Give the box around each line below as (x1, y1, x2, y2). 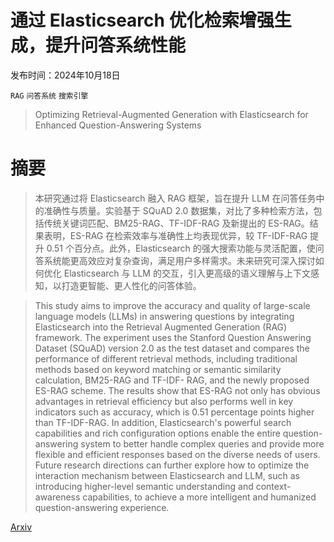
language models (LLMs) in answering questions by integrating (34, 310, 295, 322)
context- (255, 480, 292, 492)
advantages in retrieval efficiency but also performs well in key (34, 395, 294, 407)
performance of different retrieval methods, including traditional (34, 352, 298, 365)
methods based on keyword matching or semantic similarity (34, 363, 282, 375)
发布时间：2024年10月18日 (10, 69, 121, 81)
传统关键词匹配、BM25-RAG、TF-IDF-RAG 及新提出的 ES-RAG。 (43, 217, 310, 229)
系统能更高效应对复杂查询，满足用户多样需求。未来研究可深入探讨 (43, 254, 316, 266)
